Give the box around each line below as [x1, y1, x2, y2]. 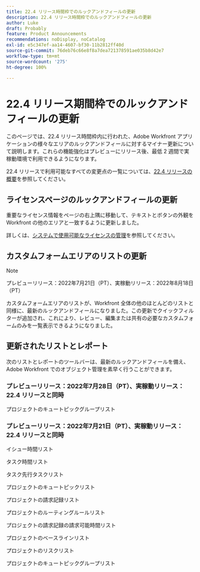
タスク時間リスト [6, 458, 48, 466]
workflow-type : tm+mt [6, 53, 60, 59]
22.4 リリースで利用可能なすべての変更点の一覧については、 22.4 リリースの [6, 168, 193, 175]
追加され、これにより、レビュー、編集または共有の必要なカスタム [21, 314, 184, 321]
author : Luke [6, 20, 39, 26]
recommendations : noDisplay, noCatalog [6, 36, 106, 42]
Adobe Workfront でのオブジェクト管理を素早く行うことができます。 [6, 365, 175, 373]
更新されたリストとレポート [6, 341, 109, 351]
